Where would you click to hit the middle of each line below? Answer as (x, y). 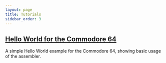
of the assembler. (23, 56)
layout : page (19, 10)
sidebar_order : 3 (23, 19)
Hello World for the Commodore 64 (61, 39)
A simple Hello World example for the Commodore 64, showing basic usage (83, 51)
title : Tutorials (23, 14)
